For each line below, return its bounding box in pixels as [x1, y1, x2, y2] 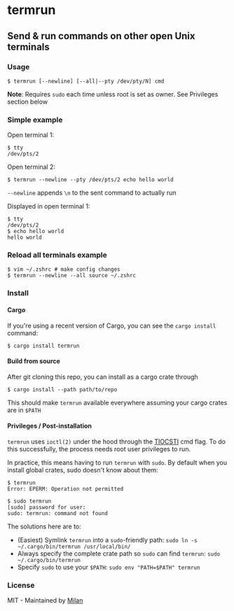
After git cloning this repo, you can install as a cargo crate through [7, 372, 198, 381]
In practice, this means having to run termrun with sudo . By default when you [7, 458, 228, 467]
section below [7, 97, 48, 106]
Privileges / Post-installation [7, 422, 92, 430]
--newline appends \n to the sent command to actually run [7, 188, 177, 197]
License [7, 580, 35, 590]
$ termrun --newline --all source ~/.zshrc [7, 272, 137, 279]
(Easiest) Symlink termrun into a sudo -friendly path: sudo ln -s [17, 536, 198, 544]
